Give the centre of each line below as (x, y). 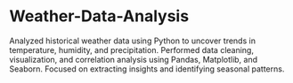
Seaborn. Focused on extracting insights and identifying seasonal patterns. (147, 69)
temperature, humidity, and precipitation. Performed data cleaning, (131, 49)
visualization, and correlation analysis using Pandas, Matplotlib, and (134, 59)
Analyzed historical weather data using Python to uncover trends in (133, 41)
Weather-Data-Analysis (99, 16)
